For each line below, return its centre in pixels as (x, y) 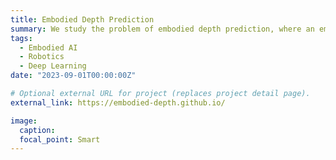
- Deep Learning (53, 66)
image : (24, 121)
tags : (21, 38)
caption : (37, 130)
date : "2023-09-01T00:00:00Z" (73, 76)
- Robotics (42, 57)
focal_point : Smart (60, 139)
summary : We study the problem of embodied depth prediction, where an (162, 29)
